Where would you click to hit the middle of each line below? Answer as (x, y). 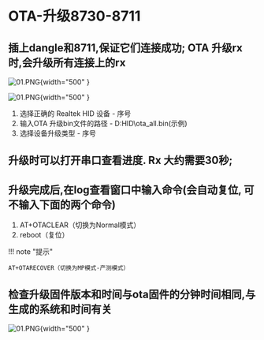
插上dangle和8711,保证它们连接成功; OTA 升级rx (125, 48)
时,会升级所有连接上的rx (67, 63)
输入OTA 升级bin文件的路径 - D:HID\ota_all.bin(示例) (103, 123)
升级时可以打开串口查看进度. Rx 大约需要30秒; (121, 161)
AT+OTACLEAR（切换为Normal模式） (80, 225)
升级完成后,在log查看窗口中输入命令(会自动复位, (125, 190)
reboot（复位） (44, 235)
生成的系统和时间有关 (60, 309)
